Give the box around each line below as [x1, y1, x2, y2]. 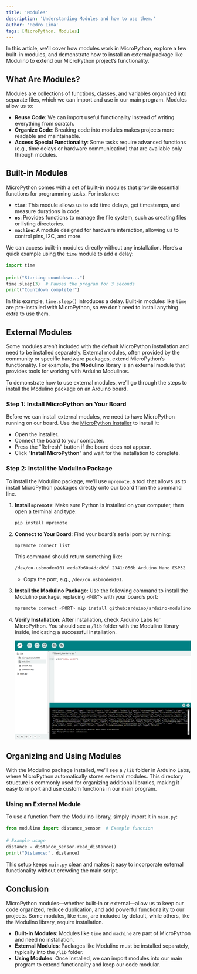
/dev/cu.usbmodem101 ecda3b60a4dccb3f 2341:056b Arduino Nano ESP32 [14, 565, 186, 571]
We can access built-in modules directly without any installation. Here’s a [6, 244, 183, 251]
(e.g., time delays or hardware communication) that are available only [14, 145, 182, 152]
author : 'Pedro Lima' [6, 22, 59, 28]
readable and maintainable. [14, 133, 81, 140]
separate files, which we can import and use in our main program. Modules [6, 96, 188, 103]
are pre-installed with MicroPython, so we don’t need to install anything [6, 304, 179, 311]
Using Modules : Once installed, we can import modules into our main [14, 955, 183, 962]
